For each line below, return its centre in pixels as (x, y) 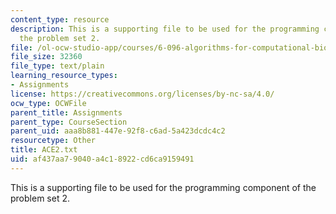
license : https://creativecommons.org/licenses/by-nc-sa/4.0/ (142, 94)
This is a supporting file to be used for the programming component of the (163, 187)
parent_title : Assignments (66, 112)
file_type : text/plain (57, 66)
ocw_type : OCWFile (48, 103)
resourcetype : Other (53, 141)
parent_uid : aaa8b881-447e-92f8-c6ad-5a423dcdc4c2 (118, 131)
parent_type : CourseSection (69, 122)
